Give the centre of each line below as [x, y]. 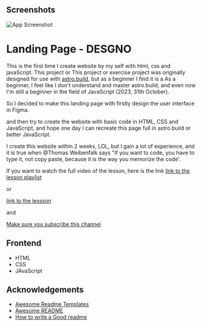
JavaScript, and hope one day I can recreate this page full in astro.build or [99, 128]
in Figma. [18, 110]
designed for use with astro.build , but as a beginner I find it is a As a [91, 79]
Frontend [24, 243]
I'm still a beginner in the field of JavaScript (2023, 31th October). [88, 91]
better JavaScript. [29, 134]
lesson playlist [24, 177]
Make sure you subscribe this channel [54, 224]
